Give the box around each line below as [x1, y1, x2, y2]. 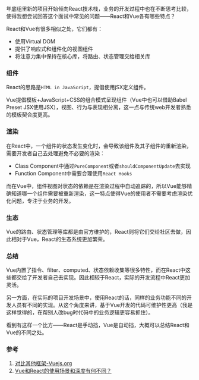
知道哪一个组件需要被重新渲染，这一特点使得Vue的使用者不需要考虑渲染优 [11, 190, 193, 197]
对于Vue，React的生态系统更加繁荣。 [16, 235, 108, 243]
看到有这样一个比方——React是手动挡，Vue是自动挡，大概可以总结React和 [6, 322, 190, 329]
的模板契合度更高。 [6, 111, 53, 118]
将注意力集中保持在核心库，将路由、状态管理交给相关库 [14, 53, 150, 59]
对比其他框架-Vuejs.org [14, 360, 72, 367]
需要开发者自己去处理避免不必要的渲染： [6, 149, 105, 156]
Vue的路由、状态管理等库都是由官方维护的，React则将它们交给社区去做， [6, 228, 186, 235]
